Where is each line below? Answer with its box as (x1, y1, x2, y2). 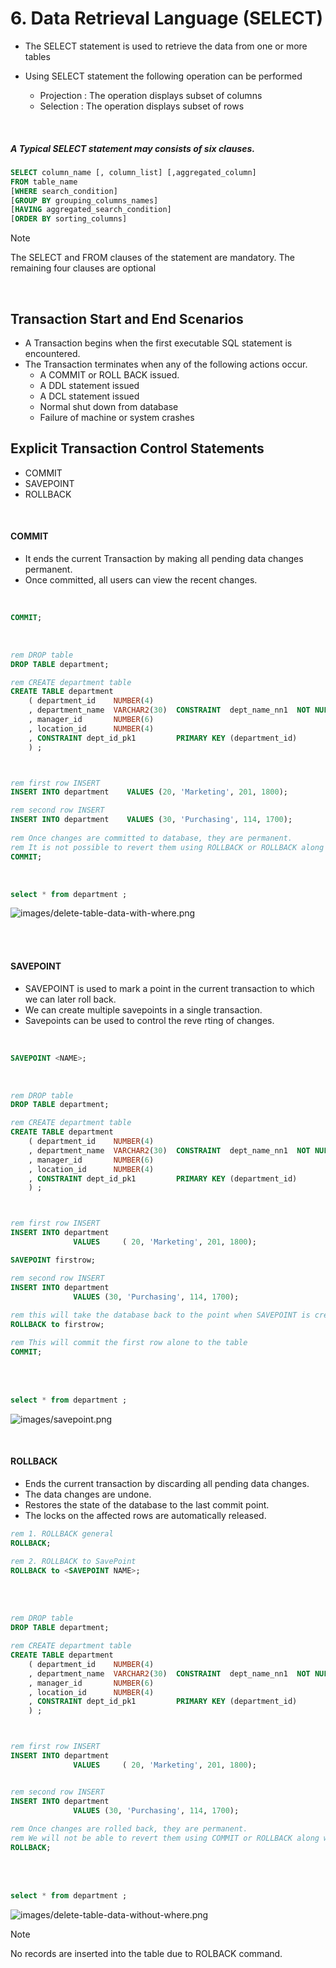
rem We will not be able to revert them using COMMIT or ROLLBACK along (10, 1833, 320, 1844)
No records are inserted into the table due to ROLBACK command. (10, 1947, 283, 1959)
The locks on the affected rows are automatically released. (24, 1509, 267, 1521)
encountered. (24, 347, 81, 359)
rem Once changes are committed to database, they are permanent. (10, 833, 293, 843)
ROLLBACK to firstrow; (10, 1320, 105, 1330)
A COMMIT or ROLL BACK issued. (39, 368, 180, 381)
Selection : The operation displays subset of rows (39, 100, 245, 112)
